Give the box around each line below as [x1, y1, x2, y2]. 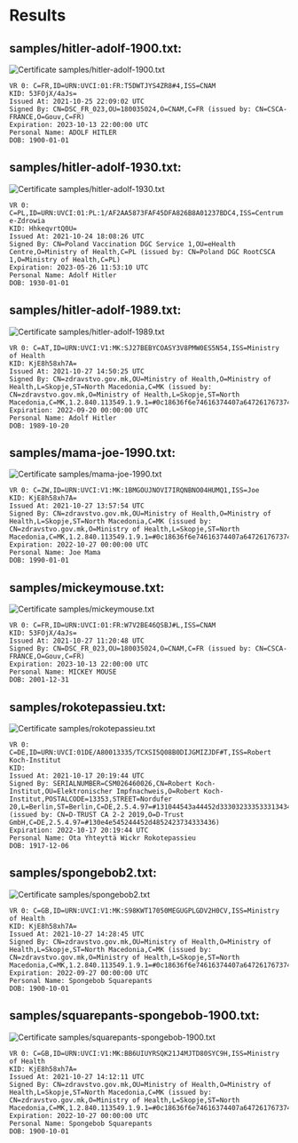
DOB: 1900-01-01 [9, 136, 69, 145]
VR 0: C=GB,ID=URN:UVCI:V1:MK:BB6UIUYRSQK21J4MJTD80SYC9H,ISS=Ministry [9, 1049, 279, 1058]
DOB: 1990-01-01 [9, 556, 69, 565]
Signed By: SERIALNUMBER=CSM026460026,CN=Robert [9, 779, 192, 788]
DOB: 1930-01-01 [9, 278, 69, 287]
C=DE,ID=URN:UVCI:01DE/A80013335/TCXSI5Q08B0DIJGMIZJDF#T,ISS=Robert [9, 748, 272, 757]
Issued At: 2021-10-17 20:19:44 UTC [9, 771, 145, 780]
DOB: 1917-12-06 [9, 842, 69, 851]
